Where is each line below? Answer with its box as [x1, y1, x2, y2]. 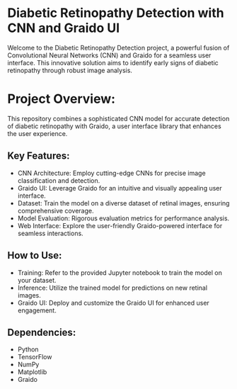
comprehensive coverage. [17, 206, 94, 215]
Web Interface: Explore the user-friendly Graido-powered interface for [17, 221, 223, 230]
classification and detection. [17, 176, 100, 185]
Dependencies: [7, 326, 76, 338]
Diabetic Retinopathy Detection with [7, 5, 224, 21]
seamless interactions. [17, 229, 83, 237]
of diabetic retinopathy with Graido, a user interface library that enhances [7, 122, 221, 130]
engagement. [17, 306, 57, 315]
